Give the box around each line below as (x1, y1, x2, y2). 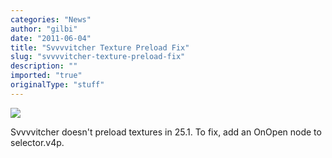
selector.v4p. (10, 136, 65, 148)
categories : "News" (10, 14, 92, 25)
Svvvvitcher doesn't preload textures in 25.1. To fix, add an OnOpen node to (10, 126, 322, 138)
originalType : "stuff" (10, 80, 105, 90)
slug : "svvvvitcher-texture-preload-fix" (10, 52, 186, 62)
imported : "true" (10, 71, 83, 81)
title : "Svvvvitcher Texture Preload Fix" (10, 42, 190, 53)
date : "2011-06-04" (10, 33, 92, 43)
